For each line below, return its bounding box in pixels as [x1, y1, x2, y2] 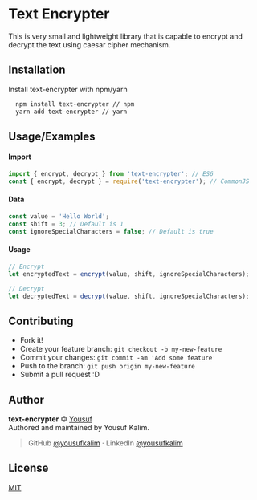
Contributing [8, 314, 74, 327]
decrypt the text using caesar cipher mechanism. [8, 39, 171, 49]
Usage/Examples [8, 129, 96, 143]
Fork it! [19, 335, 44, 345]
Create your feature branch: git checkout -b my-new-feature [19, 344, 222, 354]
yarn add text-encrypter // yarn [15, 108, 128, 116]
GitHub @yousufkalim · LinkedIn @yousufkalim [27, 438, 183, 448]
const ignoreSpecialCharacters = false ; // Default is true [8, 227, 214, 235]
